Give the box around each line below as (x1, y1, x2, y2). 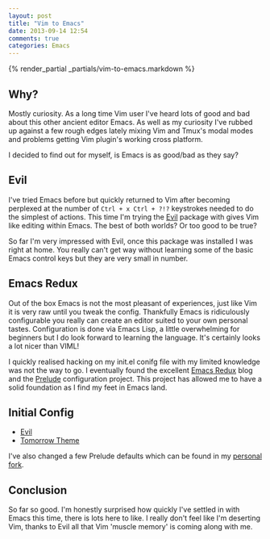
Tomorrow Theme (19, 436, 80, 445)
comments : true (8, 34, 60, 43)
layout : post (8, 11, 52, 20)
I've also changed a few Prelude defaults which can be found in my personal (8, 451, 263, 461)
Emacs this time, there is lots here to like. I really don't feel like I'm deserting (8, 513, 260, 523)
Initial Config (8, 405, 74, 420)
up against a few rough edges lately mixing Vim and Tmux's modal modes (8, 126, 254, 136)
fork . (8, 460, 24, 470)
